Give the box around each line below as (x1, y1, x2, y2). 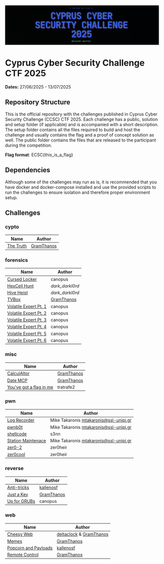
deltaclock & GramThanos (57, 531, 109, 537)
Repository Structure (5, 98, 71, 107)
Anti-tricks (7, 485, 29, 491)
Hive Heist (7, 290, 28, 296)
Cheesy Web (7, 531, 33, 537)
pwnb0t (7, 424, 23, 430)
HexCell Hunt (7, 283, 34, 289)
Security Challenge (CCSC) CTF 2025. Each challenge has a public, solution (5, 116, 158, 122)
